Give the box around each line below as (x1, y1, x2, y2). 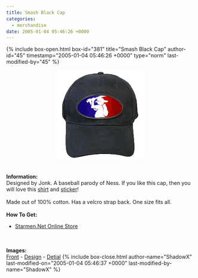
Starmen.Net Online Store (14, 223, 78, 230)
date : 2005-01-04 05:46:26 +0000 (6, 29, 89, 35)
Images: (6, 247, 27, 254)
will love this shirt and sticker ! (6, 186, 79, 193)
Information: (6, 173, 38, 180)
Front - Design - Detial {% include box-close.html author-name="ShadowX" (6, 254, 193, 261)
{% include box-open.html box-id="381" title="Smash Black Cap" (6, 45, 167, 53)
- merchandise (11, 22, 47, 28)
